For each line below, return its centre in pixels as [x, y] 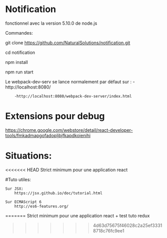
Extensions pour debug [55, 116]
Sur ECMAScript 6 [23, 202]
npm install [17, 62]
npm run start [19, 72]
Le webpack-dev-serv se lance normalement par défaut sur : [69, 82]
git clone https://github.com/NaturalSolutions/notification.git [68, 43]
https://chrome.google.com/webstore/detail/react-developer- [69, 130]
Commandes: [19, 33]
